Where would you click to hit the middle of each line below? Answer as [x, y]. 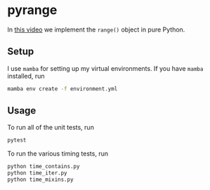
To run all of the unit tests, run [51, 128]
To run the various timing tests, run [58, 154]
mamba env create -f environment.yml [63, 89]
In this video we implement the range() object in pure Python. [96, 29]
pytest [17, 140]
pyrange [32, 10]
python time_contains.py [44, 167]
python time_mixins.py [40, 180]
